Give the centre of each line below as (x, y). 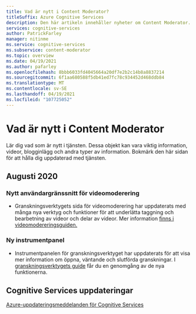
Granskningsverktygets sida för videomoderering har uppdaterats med (100, 206)
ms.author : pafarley (31, 67)
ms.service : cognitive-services (46, 45)
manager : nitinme (27, 39)
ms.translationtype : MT (35, 83)
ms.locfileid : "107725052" (39, 99)
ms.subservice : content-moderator (49, 50)
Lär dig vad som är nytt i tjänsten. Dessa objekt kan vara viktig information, (97, 145)
